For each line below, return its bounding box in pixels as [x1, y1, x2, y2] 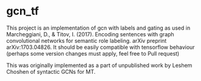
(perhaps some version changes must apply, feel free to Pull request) [6, 50, 180, 57]
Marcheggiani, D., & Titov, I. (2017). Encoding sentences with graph [6, 30, 174, 37]
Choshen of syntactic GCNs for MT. [6, 68, 96, 75]
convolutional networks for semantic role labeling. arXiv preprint [6, 37, 167, 44]
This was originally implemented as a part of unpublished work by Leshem [6, 62, 192, 69]
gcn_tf [6, 4, 39, 18]
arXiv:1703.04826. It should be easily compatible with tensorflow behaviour [6, 44, 196, 51]
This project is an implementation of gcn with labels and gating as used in [6, 24, 191, 31]
